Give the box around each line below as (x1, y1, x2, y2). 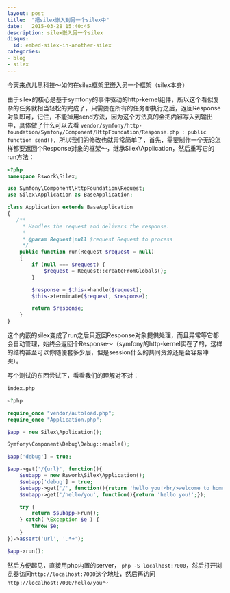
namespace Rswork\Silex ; (7, 173, 78, 180)
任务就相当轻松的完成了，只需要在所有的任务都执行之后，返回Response (18, 104, 221, 112)
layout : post (7, 10, 44, 17)
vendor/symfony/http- (80, 122, 142, 129)
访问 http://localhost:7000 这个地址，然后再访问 (18, 570, 156, 578)
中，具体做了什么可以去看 (7, 121, 79, 129)
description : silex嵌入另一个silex (7, 29, 104, 36)
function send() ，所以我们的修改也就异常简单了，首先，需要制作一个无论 (7, 135, 216, 144)
